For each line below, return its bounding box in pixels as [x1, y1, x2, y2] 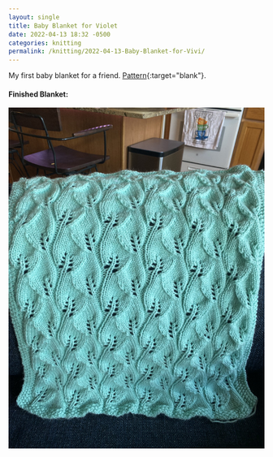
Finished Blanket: [8, 89, 69, 99]
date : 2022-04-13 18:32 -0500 [8, 30, 111, 38]
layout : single [8, 13, 60, 21]
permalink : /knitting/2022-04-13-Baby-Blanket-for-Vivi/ [8, 47, 206, 56]
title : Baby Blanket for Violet [8, 21, 118, 30]
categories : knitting [8, 39, 82, 47]
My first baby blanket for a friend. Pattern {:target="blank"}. [8, 71, 206, 80]
